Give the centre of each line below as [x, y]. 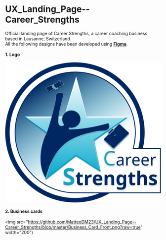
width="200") [19, 232]
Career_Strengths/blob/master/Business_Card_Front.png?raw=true [73, 227]
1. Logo [13, 54]
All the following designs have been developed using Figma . [66, 44]
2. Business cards [24, 211]
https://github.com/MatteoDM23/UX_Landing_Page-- [82, 222]
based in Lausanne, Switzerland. [38, 39]
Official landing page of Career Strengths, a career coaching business [76, 33]
